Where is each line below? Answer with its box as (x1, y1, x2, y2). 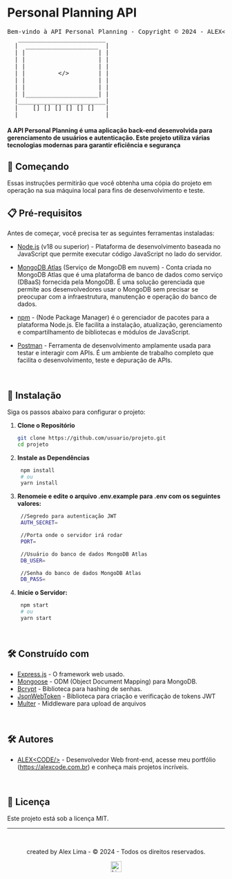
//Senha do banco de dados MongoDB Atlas (20, 569, 142, 576)
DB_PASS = (20, 576, 46, 583)
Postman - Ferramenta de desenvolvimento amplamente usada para (17, 341, 211, 350)
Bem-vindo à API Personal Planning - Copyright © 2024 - (7, 28, 204, 35)
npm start (20, 602, 49, 609)
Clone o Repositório (17, 421, 75, 429)
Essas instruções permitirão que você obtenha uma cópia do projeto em (7, 179, 212, 187)
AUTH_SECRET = (20, 520, 58, 527)
